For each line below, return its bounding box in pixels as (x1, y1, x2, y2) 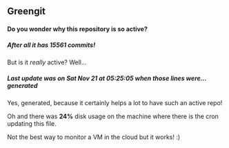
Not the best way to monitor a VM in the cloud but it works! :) (7, 133, 181, 141)
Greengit (7, 6, 46, 17)
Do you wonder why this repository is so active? (7, 24, 148, 33)
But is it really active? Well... (7, 58, 87, 66)
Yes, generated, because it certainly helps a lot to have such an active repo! (7, 98, 223, 107)
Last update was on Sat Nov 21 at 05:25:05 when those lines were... (7, 74, 207, 82)
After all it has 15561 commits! (7, 41, 96, 49)
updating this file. (7, 119, 57, 127)
